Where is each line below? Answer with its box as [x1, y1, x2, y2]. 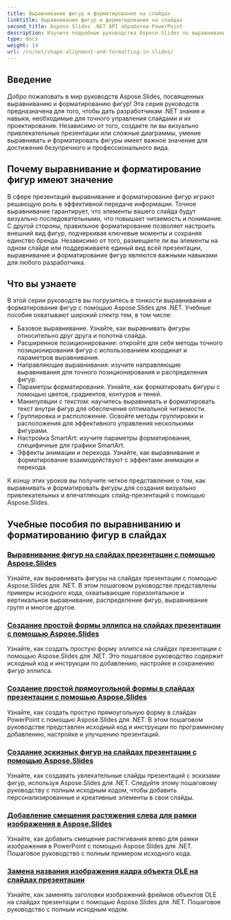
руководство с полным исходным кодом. [7, 906, 129, 914]
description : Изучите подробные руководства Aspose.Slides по [7, 29, 189, 36]
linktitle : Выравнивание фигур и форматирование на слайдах [7, 17, 184, 23]
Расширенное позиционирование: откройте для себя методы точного [16, 339, 223, 347]
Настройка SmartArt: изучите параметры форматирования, [16, 434, 192, 442]
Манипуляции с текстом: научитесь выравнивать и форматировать [16, 397, 215, 406]
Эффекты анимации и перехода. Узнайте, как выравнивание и [16, 449, 200, 457]
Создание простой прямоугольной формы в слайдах [7, 684, 195, 694]
